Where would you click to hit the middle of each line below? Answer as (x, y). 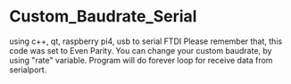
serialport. (28, 70)
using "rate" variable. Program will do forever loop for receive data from (141, 60)
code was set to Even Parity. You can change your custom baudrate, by (141, 50)
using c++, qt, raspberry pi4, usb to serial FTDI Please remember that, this (146, 41)
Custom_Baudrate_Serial (103, 17)
